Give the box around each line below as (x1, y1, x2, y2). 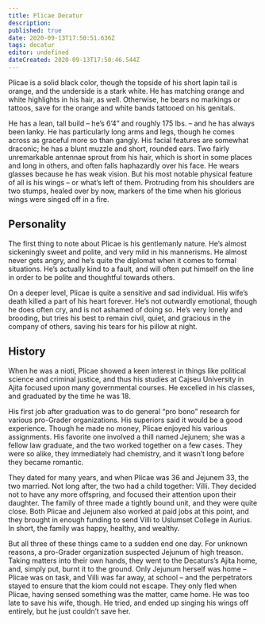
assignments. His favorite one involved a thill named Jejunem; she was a (8, 432, 246, 441)
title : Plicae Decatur (8, 11, 83, 20)
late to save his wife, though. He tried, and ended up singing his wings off (8, 598, 249, 607)
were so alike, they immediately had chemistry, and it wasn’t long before (8, 448, 244, 458)
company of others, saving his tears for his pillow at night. (8, 321, 198, 331)
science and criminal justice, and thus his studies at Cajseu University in (8, 374, 244, 384)
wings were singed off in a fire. (8, 194, 109, 203)
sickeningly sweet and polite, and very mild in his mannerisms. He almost (8, 247, 248, 257)
